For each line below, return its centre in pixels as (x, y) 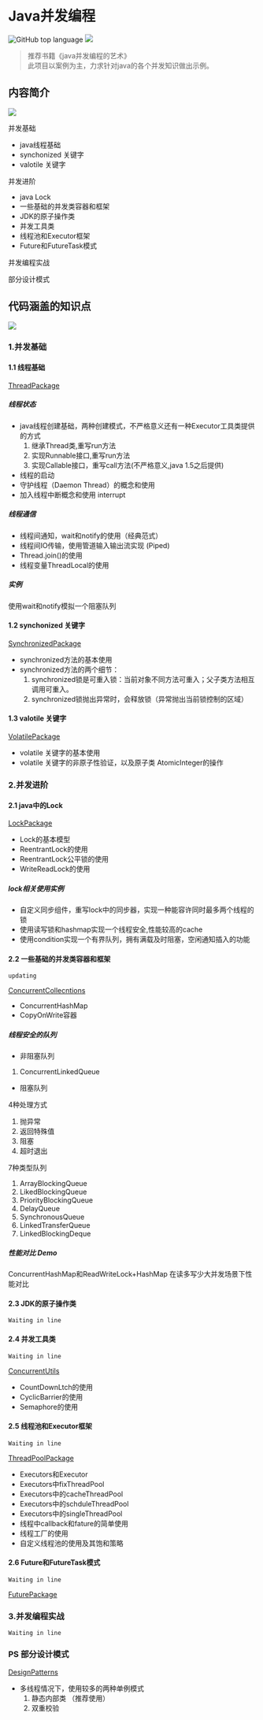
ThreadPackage (34, 385)
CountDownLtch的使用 (56, 1387)
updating (22, 976)
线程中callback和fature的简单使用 (74, 1523)
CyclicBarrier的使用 (51, 1397)
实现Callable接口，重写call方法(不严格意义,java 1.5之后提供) (128, 465)
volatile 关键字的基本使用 (60, 752)
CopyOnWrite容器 (48, 1015)
